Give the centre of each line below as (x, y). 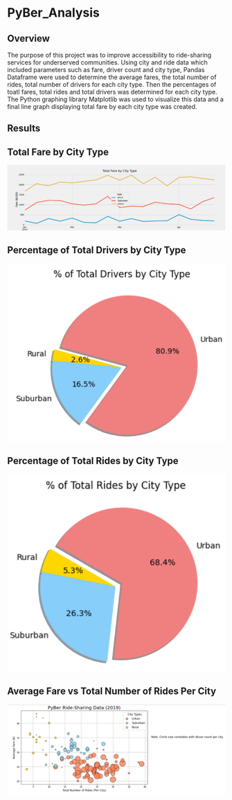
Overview (29, 39)
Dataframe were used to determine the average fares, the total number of (112, 77)
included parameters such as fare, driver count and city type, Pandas (106, 70)
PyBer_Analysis (54, 13)
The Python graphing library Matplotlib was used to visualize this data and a (115, 99)
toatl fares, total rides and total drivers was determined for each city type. (113, 92)
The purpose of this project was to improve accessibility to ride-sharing (109, 55)
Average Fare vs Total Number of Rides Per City (112, 691)
